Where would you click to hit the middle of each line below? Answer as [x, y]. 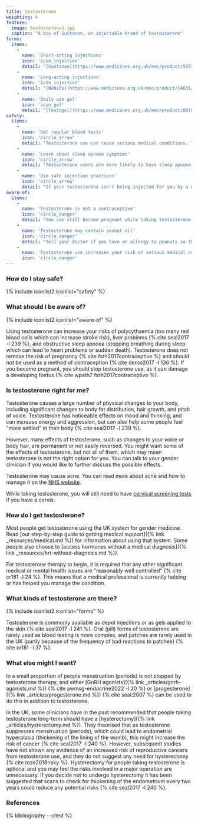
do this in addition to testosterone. [48, 701]
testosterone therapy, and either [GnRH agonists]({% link [75, 682]
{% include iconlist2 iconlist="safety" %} [56, 292]
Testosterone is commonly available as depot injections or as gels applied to [99, 623]
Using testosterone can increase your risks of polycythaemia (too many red [98, 331]
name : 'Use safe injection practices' [69, 176]
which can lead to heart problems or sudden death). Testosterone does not [97, 350]
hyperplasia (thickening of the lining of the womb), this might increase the [96, 737]
